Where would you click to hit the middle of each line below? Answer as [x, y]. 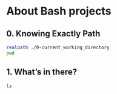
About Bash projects [59, 11]
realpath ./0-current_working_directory [58, 47]
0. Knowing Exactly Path [53, 34]
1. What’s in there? [42, 72]
